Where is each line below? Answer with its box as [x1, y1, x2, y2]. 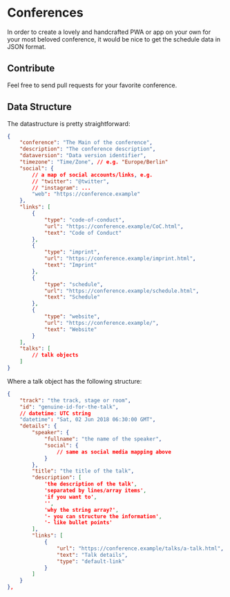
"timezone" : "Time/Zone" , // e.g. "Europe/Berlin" [19, 159, 169, 166]
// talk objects [32, 352, 79, 359]
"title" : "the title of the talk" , [32, 467, 135, 475]
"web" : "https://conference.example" [32, 190, 140, 198]
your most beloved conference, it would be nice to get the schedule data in [7, 35, 221, 43]
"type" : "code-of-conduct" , [44, 216, 126, 223]
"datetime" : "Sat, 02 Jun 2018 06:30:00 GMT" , [19, 416, 156, 423]
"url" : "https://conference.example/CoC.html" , [44, 223, 184, 230]
